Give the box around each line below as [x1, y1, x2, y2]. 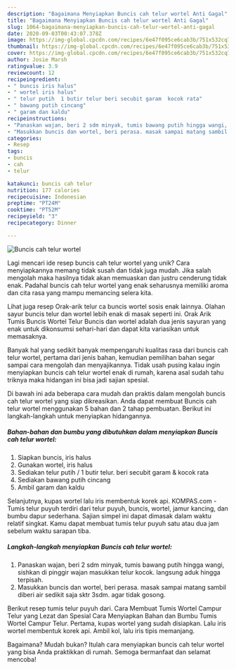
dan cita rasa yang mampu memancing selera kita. [7, 288, 153, 296]
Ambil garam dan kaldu [17, 483, 85, 492]
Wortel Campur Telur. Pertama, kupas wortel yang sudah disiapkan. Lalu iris [7, 619, 227, 627]
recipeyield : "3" [7, 213, 58, 220]
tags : [7, 148, 23, 155]
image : [7, 37, 27, 44]
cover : [7, 50, 27, 57]
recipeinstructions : [7, 115, 68, 122]
